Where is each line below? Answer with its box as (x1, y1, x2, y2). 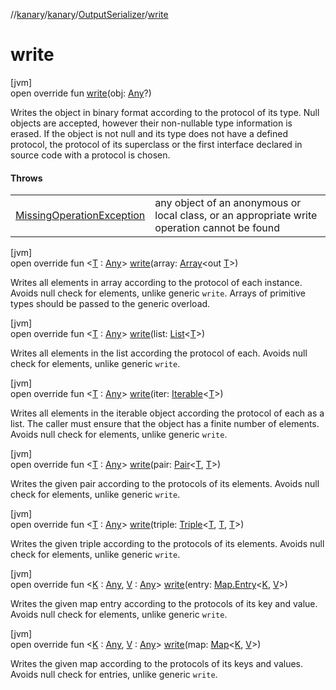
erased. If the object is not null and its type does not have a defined (10, 127, 289, 139)
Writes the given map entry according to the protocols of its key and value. (10, 598, 318, 610)
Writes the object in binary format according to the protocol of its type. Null (10, 106, 320, 118)
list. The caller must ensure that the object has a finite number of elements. (10, 418, 320, 430)
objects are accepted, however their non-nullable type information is (10, 117, 293, 129)
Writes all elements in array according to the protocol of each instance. (10, 277, 303, 289)
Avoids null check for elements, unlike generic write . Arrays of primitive (10, 287, 306, 299)
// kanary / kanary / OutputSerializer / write (10, 9, 169, 20)
